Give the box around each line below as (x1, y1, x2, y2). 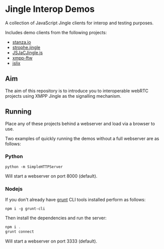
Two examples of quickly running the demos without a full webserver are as (5, 135, 160, 141)
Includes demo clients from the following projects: (5, 29, 107, 35)
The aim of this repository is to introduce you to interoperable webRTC (5, 88, 149, 94)
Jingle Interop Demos (5, 3, 95, 15)
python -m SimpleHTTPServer (5, 164, 63, 169)
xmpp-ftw (12, 55, 33, 61)
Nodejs (5, 185, 23, 192)
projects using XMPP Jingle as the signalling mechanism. (5, 93, 122, 99)
